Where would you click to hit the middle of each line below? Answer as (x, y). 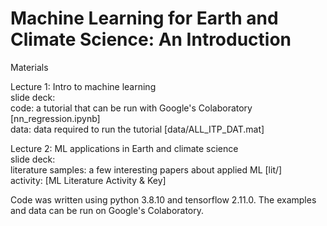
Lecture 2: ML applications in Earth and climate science (124, 148)
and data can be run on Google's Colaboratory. (107, 210)
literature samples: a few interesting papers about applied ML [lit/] (146, 169)
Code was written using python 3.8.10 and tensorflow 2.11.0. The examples (163, 199)
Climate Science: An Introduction (151, 39)
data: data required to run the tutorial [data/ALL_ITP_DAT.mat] (137, 129)
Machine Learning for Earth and (144, 18)
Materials (29, 67)
